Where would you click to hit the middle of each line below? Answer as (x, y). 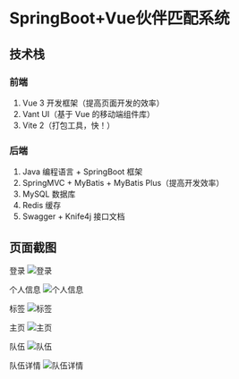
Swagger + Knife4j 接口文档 (73, 216)
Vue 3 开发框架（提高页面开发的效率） (93, 103)
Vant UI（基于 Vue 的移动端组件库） (88, 114)
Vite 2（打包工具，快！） (68, 125)
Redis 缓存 (42, 206)
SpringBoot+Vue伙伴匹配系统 (119, 18)
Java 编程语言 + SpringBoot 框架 (82, 172)
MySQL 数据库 (49, 194)
